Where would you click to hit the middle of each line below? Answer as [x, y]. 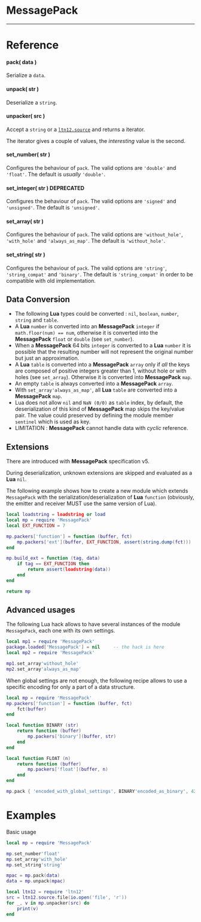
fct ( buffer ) [32, 709]
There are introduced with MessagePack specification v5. [78, 462]
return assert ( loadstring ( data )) [69, 570]
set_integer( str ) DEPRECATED [45, 188]
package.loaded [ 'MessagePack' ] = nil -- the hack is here [85, 647]
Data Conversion [38, 299]
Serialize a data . [26, 75]
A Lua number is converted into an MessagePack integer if [87, 326]
